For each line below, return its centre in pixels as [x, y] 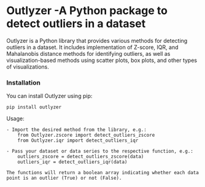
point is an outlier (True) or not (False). [64, 178]
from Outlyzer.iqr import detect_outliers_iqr [78, 141]
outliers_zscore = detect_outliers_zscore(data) [81, 157]
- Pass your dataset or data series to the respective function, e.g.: [100, 151]
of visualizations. [28, 67]
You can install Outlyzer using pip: [49, 96]
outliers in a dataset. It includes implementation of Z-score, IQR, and [92, 47]
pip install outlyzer [34, 107]
